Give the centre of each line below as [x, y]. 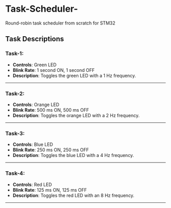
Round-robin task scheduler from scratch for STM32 [60, 23]
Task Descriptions [35, 39]
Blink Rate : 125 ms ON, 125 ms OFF [50, 190]
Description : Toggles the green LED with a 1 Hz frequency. [74, 75]
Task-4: [15, 173]
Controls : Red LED [32, 185]
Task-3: [15, 133]
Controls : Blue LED [33, 145]
